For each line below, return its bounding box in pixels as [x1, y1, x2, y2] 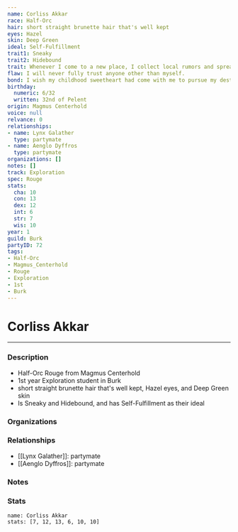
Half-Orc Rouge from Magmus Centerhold [17, 369, 140, 377]
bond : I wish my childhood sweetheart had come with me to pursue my [7, 76, 217, 84]
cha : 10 [13, 189, 37, 196]
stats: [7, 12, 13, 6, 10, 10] [7, 519, 100, 526]
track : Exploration [7, 168, 65, 176]
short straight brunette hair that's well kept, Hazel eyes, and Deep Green [17, 384, 229, 392]
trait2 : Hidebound [7, 57, 62, 64]
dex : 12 [13, 202, 37, 210]
